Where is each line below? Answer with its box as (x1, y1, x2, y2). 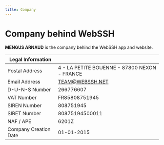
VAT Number (7, 94, 37, 101)
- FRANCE (58, 70, 82, 77)
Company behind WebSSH (5, 28, 115, 39)
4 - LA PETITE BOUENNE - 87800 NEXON (58, 64, 157, 71)
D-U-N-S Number (7, 86, 51, 93)
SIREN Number (7, 102, 42, 109)
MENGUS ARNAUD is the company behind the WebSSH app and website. (5, 44, 153, 50)
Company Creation (7, 125, 51, 132)
